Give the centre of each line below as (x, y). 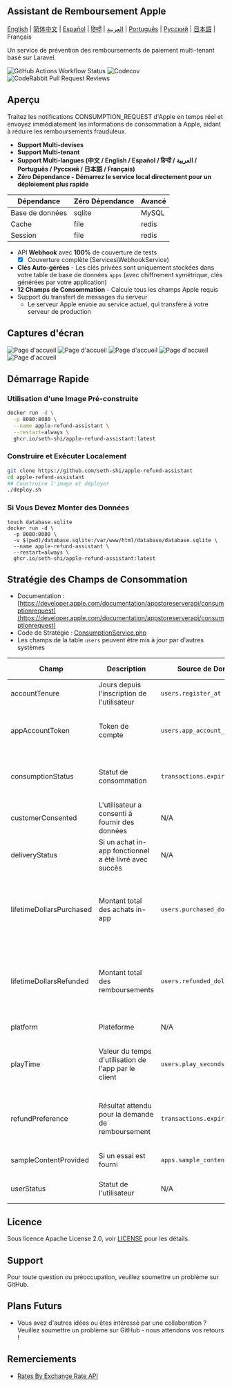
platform (24, 1027)
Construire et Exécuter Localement (67, 456)
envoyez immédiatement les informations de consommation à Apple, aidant (114, 124)
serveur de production (59, 311)
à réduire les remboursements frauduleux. (67, 131)
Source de (194, 669)
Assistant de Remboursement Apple (87, 11)
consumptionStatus (42, 776)
